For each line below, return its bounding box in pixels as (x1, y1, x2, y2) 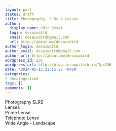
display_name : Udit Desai (9, 26, 63, 31)
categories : (5, 72, 30, 77)
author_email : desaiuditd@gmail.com (5, 48, 80, 53)
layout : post (5, 7, 32, 12)
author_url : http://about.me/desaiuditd (5, 53, 90, 58)
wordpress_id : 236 (5, 58, 43, 63)
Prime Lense (5, 109, 31, 115)
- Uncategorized (5, 76, 39, 81)
